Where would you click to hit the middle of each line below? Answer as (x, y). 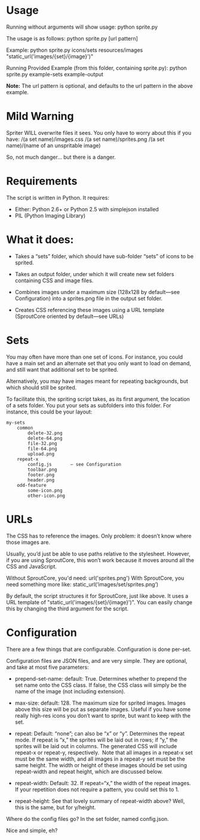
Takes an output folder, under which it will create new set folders (94, 274)
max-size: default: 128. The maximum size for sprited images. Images (100, 703)
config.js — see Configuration (74, 464)
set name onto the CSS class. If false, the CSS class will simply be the (101, 685)
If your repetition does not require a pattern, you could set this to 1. (97, 789)
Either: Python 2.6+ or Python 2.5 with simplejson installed (87, 209)
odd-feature (32, 485)
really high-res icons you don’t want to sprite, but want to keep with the (103, 715)
